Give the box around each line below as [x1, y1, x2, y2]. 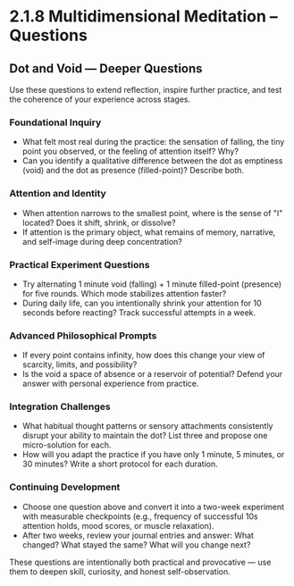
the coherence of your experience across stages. [9, 94, 190, 105]
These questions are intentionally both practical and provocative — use [9, 557, 272, 567]
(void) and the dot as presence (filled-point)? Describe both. [21, 165, 244, 176]
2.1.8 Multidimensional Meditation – [9, 6, 279, 27]
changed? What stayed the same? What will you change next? [21, 539, 251, 550]
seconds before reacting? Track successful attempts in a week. [21, 306, 256, 318]
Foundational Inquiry [9, 116, 102, 129]
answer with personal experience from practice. [21, 378, 199, 389]
